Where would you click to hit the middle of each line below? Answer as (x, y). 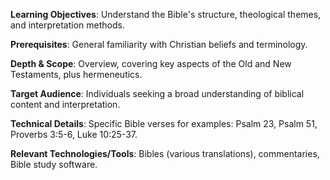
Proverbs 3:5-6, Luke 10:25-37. (74, 134)
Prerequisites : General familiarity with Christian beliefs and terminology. (159, 44)
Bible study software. (54, 164)
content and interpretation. (65, 104)
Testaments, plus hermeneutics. (76, 74)
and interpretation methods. (67, 25)
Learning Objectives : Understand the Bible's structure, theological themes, (166, 14)
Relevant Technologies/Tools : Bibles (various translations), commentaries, (165, 153)
